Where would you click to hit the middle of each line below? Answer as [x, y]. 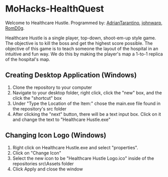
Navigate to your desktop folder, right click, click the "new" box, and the [87, 93]
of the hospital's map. [28, 59]
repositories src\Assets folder [43, 163]
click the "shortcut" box [37, 98]
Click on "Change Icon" [37, 153]
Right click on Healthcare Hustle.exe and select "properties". [75, 147]
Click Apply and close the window [48, 169]
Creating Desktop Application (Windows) [71, 75]
